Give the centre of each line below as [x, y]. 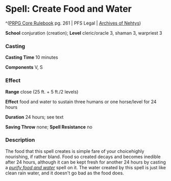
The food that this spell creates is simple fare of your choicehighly [75, 151]
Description [20, 140]
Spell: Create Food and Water [68, 9]
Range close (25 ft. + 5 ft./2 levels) [42, 92]
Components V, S [24, 67]
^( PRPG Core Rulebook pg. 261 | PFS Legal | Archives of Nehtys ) [73, 23]
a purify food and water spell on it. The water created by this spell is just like [86, 167]
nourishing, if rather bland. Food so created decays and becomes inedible [83, 156]
